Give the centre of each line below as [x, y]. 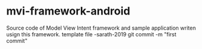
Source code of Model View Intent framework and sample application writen [101, 28]
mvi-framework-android [68, 11]
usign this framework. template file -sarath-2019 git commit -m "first [91, 34]
